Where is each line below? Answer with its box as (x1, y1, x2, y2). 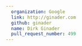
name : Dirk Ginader (11, 25, 60, 32)
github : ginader (11, 20, 52, 26)
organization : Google (11, 8, 66, 15)
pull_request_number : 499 (11, 31, 77, 37)
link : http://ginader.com (11, 14, 77, 20)
